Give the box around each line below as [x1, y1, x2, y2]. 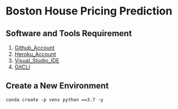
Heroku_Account [14, 51, 56, 58]
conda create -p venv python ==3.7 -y [5, 96, 104, 103]
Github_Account [14, 44, 55, 51]
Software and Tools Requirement [5, 28, 132, 39]
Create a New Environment [5, 81, 109, 91]
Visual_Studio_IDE [14, 57, 60, 64]
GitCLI [14, 63, 31, 70]
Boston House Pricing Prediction [5, 4, 173, 18]
